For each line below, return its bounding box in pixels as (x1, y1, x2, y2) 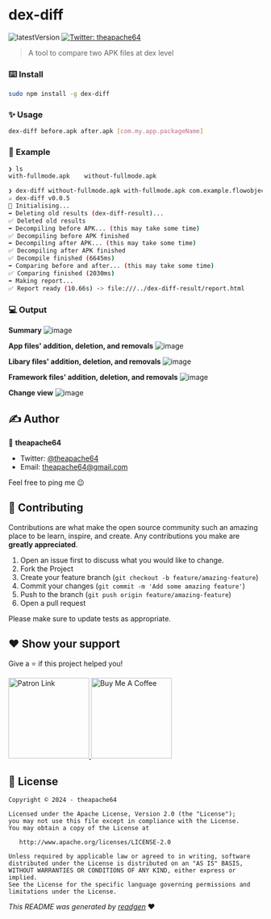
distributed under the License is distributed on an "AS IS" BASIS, (8, 859, 244, 868)
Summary (8, 325, 42, 335)
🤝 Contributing (8, 501, 84, 515)
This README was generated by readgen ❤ (8, 902, 156, 912)
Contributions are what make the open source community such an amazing (8, 522, 258, 532)
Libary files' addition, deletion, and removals (8, 357, 161, 366)
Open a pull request (19, 598, 86, 608)
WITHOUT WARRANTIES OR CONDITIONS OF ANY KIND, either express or (8, 867, 236, 875)
